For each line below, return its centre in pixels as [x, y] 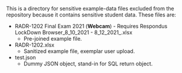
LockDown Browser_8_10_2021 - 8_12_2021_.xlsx [74, 32]
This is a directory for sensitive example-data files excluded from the [90, 9]
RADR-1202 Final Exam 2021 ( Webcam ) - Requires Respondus [91, 26]
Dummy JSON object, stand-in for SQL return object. [88, 64]
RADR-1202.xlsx [34, 45]
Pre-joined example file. [53, 39]
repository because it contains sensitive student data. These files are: [91, 15]
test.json [25, 57]
